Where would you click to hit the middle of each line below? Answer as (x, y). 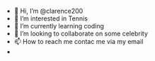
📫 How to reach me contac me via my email (79, 41)
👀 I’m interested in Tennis (51, 18)
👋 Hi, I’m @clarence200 (48, 11)
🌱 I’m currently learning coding (59, 26)
